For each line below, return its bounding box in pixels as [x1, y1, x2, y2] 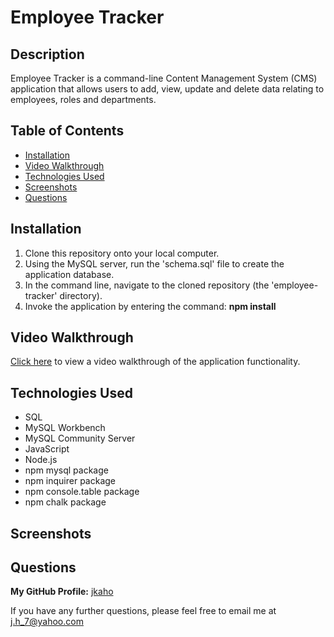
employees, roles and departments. [10, 94, 157, 105]
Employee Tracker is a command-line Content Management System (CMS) [10, 72, 318, 84]
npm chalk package [24, 496, 107, 508]
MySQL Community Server [24, 432, 136, 445]
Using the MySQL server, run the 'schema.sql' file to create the [24, 257, 285, 270]
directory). [59, 289, 103, 301]
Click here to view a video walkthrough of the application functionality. [10, 356, 301, 368]
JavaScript [24, 443, 70, 455]
